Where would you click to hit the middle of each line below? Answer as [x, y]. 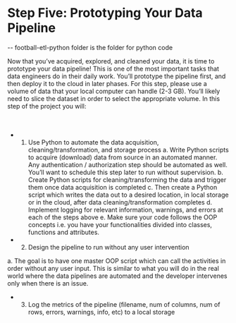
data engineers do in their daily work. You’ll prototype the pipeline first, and [117, 76]
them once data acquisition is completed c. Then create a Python [123, 187]
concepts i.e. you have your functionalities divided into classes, [120, 224]
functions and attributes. [64, 232]
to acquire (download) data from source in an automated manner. [123, 157]
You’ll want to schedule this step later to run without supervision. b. [126, 172]
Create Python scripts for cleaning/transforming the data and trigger [127, 179]
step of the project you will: [47, 106]
